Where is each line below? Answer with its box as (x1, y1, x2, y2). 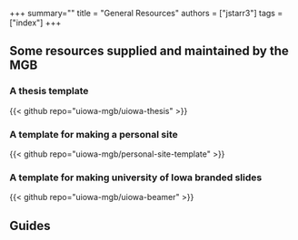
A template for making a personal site (9, 128, 179, 140)
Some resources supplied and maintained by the (9, 43, 289, 59)
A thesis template (9, 85, 89, 98)
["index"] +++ (9, 17, 62, 28)
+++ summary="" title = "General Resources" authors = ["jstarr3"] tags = (9, 8, 283, 18)
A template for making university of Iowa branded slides (9, 171, 263, 184)
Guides (9, 217, 52, 234)
